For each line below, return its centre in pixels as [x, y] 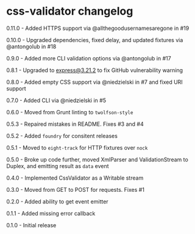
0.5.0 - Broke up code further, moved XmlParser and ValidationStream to [97, 159]
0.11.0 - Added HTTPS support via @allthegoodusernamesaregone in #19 [98, 28]
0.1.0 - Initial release [31, 225]
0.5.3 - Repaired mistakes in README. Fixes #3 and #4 [75, 124]
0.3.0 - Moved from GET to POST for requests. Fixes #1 [76, 189]
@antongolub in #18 [31, 46]
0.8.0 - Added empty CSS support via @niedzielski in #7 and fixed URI [94, 82]
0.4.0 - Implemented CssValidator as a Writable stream [75, 178]
